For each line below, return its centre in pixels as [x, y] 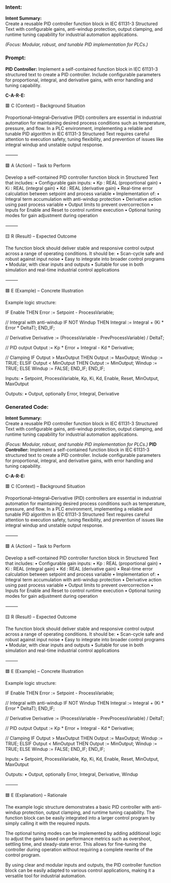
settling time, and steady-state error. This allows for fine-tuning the [76, 844]
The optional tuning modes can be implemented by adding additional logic [83, 833]
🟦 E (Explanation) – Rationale [36, 795]
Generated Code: [27, 407]
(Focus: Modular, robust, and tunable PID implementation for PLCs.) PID [81, 444]
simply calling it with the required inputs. [48, 823]
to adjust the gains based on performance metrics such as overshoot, [79, 838]
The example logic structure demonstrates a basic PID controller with [78, 807]
